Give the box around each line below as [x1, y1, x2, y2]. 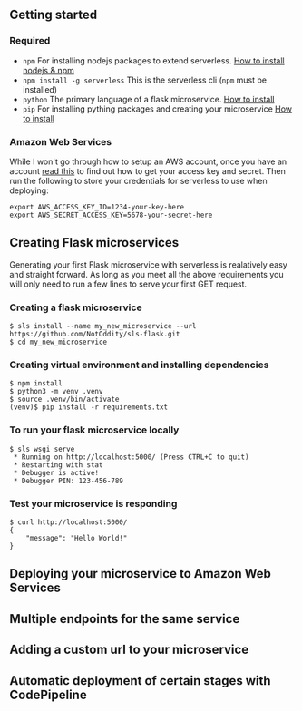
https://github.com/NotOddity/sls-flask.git [9, 330, 180, 339]
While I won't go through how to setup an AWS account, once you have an [9, 156, 287, 167]
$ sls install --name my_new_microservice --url [9, 322, 197, 331]
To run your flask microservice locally [9, 424, 180, 436]
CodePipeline [9, 687, 88, 702]
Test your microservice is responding [9, 497, 178, 510]
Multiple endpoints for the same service [9, 611, 240, 627]
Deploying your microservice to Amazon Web [9, 566, 272, 581]
